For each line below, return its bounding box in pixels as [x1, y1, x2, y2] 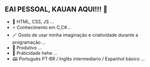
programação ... [12, 39, 46, 45]
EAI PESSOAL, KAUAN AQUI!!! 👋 [5, 5, 108, 14]
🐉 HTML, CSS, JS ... [12, 18, 55, 24]
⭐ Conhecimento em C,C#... [12, 24, 71, 30]
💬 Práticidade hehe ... [12, 50, 58, 56]
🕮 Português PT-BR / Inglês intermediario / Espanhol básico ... [12, 55, 145, 61]
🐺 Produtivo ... [12, 44, 42, 51]
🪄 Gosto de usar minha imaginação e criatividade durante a [12, 31, 138, 38]
